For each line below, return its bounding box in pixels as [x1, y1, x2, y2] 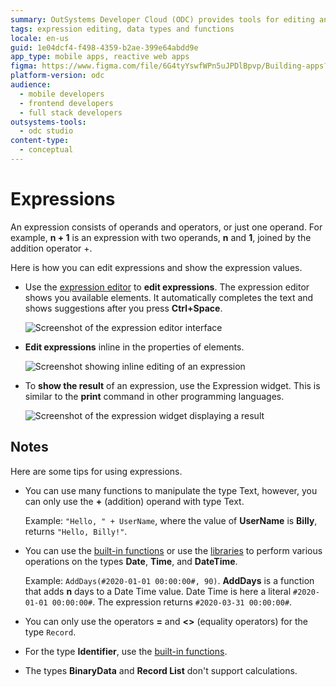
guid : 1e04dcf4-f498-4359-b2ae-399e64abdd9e [10, 42, 199, 53]
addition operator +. [10, 242, 93, 254]
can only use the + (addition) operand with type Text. [24, 495, 245, 507]
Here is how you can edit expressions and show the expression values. [10, 261, 303, 273]
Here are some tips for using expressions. [10, 465, 183, 477]
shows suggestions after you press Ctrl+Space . [24, 302, 223, 314]
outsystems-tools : [10, 117, 87, 127]
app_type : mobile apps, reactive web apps [10, 52, 190, 62]
